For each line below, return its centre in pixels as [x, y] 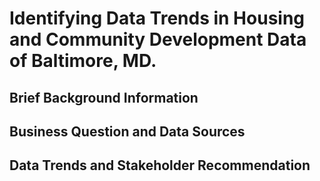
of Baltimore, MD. [83, 61]
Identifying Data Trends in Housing [157, 18]
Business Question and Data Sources [127, 131]
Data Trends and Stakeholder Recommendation [160, 165]
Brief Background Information [104, 97]
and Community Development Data [158, 39]
